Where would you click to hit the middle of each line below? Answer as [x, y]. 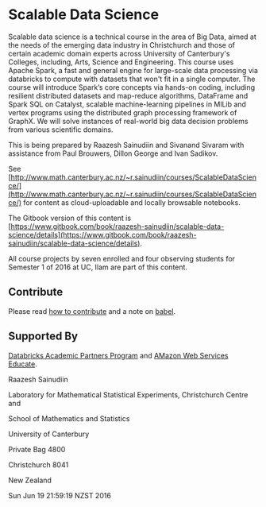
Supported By [43, 337]
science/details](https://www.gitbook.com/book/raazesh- [102, 234]
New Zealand [30, 480]
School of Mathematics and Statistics [69, 418]
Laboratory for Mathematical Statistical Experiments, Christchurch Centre [128, 394]
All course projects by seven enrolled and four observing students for [122, 258]
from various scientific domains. [61, 130]
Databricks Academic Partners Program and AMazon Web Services [118, 355]
